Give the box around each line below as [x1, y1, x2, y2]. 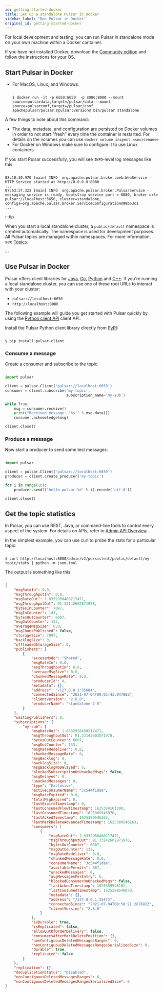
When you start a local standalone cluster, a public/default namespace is [5, 223, 154, 229]
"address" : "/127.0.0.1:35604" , [31, 687, 97, 693]
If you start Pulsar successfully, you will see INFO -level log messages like [5, 156, 151, 162]
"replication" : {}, [14, 965, 54, 970]
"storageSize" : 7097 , [14, 633, 58, 638]
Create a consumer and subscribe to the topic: [5, 361, 99, 367]
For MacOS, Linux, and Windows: [12, 81, 80, 87]
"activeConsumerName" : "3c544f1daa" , [31, 788, 108, 793]
